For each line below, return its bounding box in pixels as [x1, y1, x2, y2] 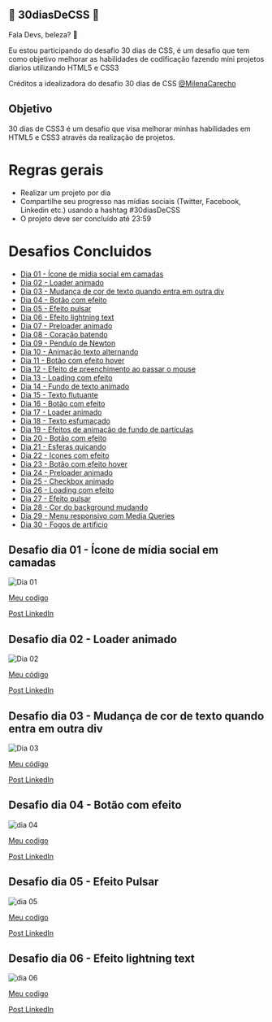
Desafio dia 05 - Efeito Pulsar [8, 875, 159, 889]
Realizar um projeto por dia [19, 188, 111, 198]
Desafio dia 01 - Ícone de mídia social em [8, 542, 219, 557]
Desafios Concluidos [8, 241, 153, 260]
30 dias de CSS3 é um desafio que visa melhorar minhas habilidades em [8, 124, 251, 133]
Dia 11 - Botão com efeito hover [19, 355, 125, 365]
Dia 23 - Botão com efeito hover [19, 459, 128, 468]
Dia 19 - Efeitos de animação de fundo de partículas [19, 424, 194, 434]
